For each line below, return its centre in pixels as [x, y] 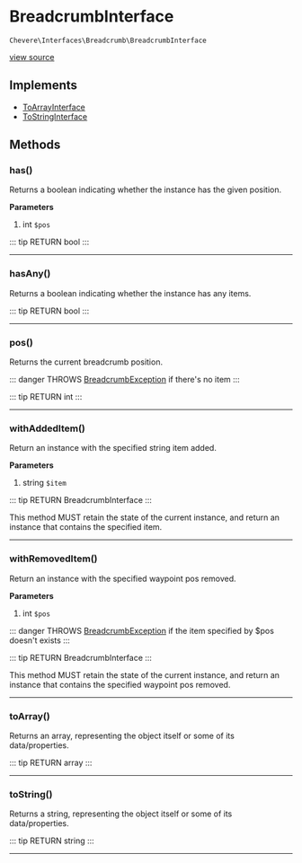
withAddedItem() [47, 428]
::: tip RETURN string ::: [52, 841]
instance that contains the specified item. [86, 527]
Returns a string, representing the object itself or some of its [121, 814]
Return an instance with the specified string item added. [113, 448]
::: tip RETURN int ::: [46, 397]
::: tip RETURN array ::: [51, 762]
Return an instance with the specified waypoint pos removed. [123, 578]
